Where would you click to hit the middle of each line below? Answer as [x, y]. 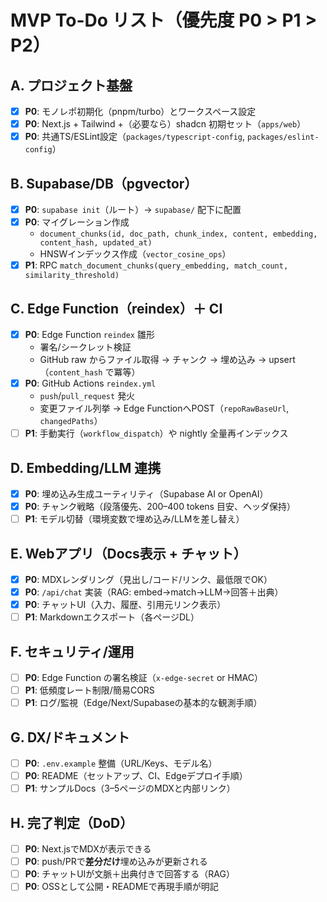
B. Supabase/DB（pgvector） [104, 183]
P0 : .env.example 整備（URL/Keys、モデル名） [121, 763]
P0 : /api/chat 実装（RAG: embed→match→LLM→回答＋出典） [154, 592]
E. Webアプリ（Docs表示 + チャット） [128, 553]
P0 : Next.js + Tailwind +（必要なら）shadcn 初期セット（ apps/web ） [165, 124]
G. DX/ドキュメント [70, 737]
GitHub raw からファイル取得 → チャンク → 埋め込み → [153, 360]
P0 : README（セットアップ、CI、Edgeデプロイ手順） [136, 776]
